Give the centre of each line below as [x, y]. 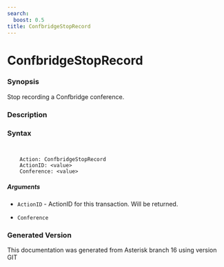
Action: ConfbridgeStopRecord [63, 160]
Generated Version [40, 235]
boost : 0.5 [29, 20]
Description [27, 114]
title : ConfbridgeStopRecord [49, 26]
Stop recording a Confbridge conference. [66, 96]
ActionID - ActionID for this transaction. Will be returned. [98, 204]
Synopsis [23, 82]
